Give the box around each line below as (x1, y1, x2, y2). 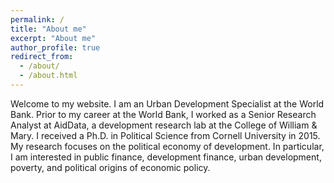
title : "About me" (10, 24, 87, 34)
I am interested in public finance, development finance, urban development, (10, 151, 322, 163)
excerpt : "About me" (10, 33, 97, 43)
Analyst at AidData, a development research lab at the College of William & (10, 119, 318, 131)
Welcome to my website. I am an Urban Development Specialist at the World (10, 97, 325, 110)
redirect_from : (10, 52, 74, 62)
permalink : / (10, 14, 65, 25)
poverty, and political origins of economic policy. (10, 161, 211, 173)
